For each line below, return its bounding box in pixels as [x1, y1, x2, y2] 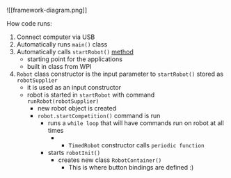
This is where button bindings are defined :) [68, 163, 194, 171]
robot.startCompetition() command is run [37, 111, 161, 120]
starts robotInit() [47, 149, 101, 156]
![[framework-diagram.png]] [6, 6, 88, 14]
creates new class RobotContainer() [58, 156, 162, 164]
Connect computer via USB [16, 33, 95, 41]
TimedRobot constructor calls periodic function [68, 141, 205, 149]
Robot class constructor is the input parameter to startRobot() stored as [16, 70, 224, 78]
